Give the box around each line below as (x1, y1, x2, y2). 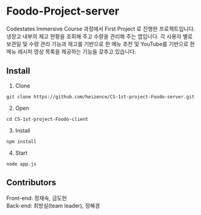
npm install (6, 138, 37, 145)
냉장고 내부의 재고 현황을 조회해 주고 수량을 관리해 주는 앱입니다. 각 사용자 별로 (6, 32, 193, 40)
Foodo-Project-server (6, 4, 120, 18)
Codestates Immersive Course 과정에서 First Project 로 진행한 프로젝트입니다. (6, 25, 196, 32)
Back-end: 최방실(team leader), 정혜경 (6, 202, 100, 209)
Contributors (6, 177, 57, 188)
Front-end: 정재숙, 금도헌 (6, 194, 67, 202)
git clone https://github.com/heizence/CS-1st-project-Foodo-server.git (6, 94, 195, 100)
